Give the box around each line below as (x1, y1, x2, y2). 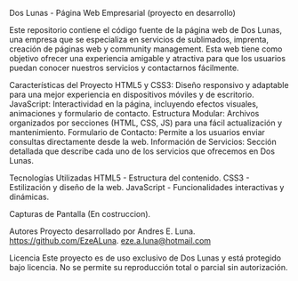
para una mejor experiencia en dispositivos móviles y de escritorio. (9, 89, 255, 100)
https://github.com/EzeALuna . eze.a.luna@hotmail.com (9, 236, 212, 245)
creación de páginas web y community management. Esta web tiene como (9, 44, 283, 54)
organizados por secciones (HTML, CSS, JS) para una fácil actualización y (9, 117, 283, 128)
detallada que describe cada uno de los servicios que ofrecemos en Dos (9, 146, 276, 157)
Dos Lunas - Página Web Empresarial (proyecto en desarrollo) (9, 8, 236, 18)
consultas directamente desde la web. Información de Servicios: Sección (9, 137, 278, 147)
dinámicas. (9, 191, 50, 202)
